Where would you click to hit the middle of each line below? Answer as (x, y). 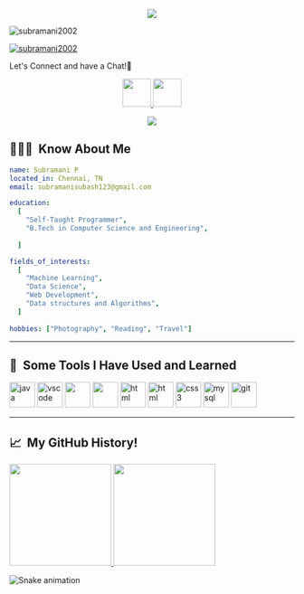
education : (30, 203)
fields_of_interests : (50, 261)
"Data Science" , (57, 287)
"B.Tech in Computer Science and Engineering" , (117, 229)
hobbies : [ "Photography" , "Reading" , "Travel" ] (101, 329)
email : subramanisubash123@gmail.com (81, 187)
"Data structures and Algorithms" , (93, 304)
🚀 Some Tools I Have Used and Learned (123, 365)
